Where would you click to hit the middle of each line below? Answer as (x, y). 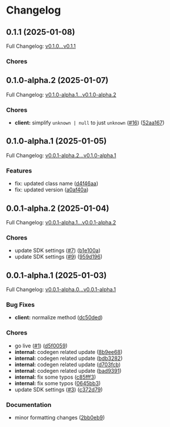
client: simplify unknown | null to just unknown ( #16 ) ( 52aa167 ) (89, 123)
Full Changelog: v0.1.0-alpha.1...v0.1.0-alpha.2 (61, 94)
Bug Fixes (21, 304)
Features (19, 170)
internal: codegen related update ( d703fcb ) (68, 364)
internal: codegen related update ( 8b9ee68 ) (68, 352)
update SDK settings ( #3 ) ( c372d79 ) (59, 389)
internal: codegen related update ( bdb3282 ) (69, 358)
